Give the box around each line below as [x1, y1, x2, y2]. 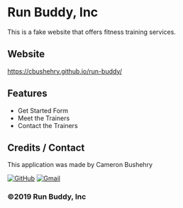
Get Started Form [17, 106, 69, 115]
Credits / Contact [7, 141, 85, 154]
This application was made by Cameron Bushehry [7, 161, 152, 169]
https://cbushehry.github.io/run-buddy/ [7, 67, 123, 75]
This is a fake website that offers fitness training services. [7, 28, 176, 36]
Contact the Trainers [17, 121, 78, 129]
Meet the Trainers [17, 114, 70, 122]
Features [7, 88, 48, 100]
